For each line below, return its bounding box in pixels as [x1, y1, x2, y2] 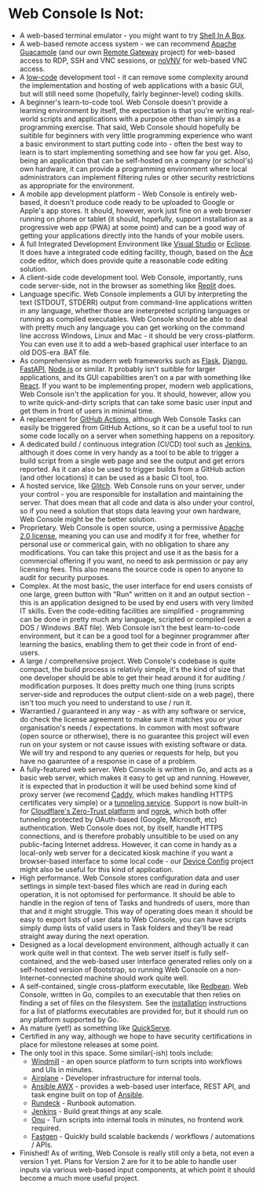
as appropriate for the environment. [19, 181, 135, 190]
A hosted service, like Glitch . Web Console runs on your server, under [19, 480, 246, 491]
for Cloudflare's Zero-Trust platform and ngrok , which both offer [19, 806, 228, 816]
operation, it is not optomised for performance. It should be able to [19, 889, 236, 899]
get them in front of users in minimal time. [19, 406, 155, 415]
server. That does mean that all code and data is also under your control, [19, 498, 255, 507]
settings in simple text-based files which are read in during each [19, 881, 228, 891]
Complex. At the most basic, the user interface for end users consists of [19, 581, 253, 590]
